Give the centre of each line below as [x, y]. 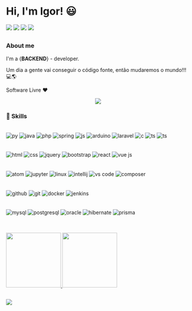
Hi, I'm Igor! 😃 [41, 11]
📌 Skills [17, 116]
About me [20, 46]
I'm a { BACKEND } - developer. [43, 58]
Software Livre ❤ [27, 90]
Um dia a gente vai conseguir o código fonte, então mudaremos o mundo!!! [96, 70]
